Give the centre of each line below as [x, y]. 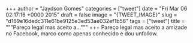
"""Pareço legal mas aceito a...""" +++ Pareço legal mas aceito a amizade [96, 27]
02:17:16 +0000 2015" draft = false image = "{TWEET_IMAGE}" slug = [91, 15]
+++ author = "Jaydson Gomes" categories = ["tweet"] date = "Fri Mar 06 [96, 9]
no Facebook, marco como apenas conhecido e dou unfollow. [82, 34]
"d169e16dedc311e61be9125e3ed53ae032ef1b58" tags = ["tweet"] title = [95, 21]
